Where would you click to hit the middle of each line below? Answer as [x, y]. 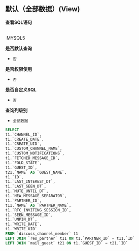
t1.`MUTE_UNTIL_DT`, [27, 191]
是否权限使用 [19, 69]
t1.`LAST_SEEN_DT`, [26, 186]
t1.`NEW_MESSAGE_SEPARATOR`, [36, 196]
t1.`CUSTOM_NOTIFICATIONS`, [35, 153]
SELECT [12, 130]
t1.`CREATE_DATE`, [25, 139]
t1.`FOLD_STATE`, [24, 163]
